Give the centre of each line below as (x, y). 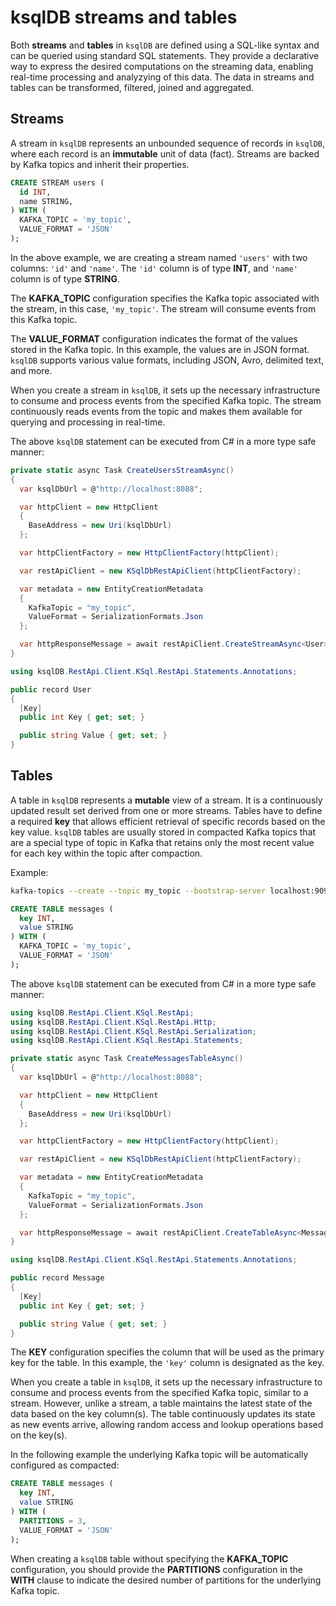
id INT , (35, 192)
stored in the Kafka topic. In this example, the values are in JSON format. (160, 349)
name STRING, (46, 201)
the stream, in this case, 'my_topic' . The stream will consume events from (163, 308)
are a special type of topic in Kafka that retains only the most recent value (162, 842)
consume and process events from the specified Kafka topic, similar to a (159, 1393)
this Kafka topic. (44, 319)
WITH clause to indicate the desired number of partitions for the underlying (166, 1580)
